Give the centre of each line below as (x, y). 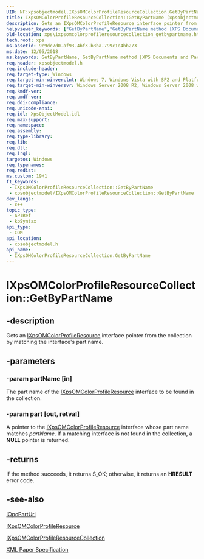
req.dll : (17, 148)
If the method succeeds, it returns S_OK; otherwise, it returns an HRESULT (99, 474)
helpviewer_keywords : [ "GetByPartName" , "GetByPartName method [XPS (93, 29)
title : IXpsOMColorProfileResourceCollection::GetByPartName (85, 18)
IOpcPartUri (21, 514)
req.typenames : (25, 165)
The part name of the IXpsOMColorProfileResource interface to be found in (100, 392)
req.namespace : (25, 125)
